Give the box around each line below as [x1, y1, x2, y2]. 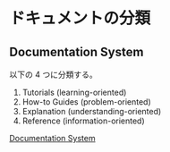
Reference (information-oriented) [21, 115, 145, 126]
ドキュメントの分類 [9, 8, 151, 29]
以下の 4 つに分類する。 [9, 69, 98, 80]
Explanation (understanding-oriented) [21, 106, 162, 116]
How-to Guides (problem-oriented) [21, 97, 152, 107]
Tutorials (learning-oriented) [21, 87, 127, 97]
